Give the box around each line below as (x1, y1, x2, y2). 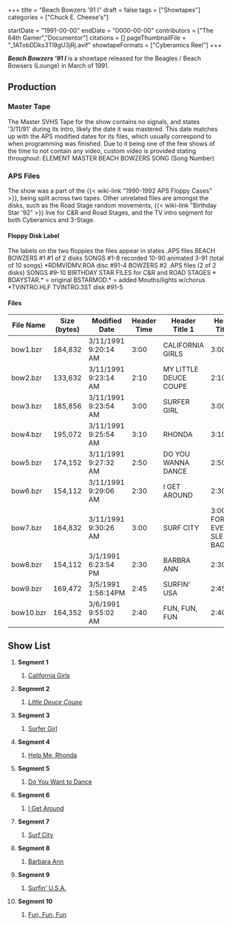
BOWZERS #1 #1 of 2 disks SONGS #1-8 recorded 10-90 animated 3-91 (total (8, 254, 224, 263)
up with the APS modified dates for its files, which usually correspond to (8, 132, 212, 140)
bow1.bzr (11, 345, 42, 355)
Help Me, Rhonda (27, 751, 77, 760)
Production (8, 82, 57, 93)
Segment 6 (17, 791, 50, 800)
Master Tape (8, 102, 51, 112)
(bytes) (55, 325, 80, 335)
